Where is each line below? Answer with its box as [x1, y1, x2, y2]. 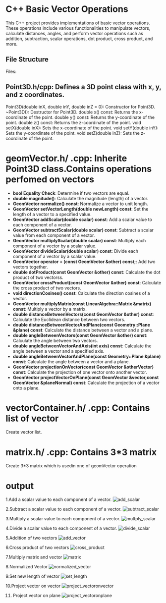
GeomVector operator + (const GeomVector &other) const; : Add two [12, 259, 156, 265]
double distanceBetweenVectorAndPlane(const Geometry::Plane [12, 322, 151, 328]
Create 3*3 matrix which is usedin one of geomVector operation [5, 463, 137, 469]
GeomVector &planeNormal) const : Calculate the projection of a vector [12, 380, 160, 385]
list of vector [5, 413, 59, 424]
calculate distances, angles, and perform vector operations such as [5, 30, 143, 36]
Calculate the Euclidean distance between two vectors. [12, 316, 125, 323]
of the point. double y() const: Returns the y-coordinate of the [28, 114, 155, 120]
